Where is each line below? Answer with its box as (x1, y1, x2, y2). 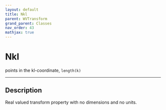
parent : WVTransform (5, 16, 48, 21)
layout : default (5, 7, 39, 12)
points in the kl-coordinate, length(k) (5, 67, 82, 73)
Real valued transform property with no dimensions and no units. (5, 99, 137, 105)
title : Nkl (5, 12, 28, 17)
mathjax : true (5, 30, 35, 35)
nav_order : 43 (5, 26, 35, 30)
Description (5, 86, 42, 95)
